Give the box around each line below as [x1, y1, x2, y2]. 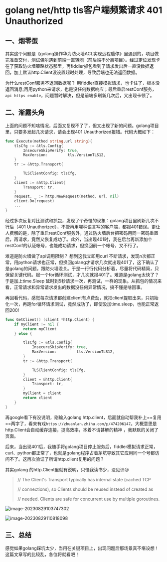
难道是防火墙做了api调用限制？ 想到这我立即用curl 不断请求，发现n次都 [5, 253, 151, 259]
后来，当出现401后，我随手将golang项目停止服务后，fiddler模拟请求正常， [5, 443, 158, 449]
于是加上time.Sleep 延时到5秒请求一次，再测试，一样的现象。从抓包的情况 [5, 278, 158, 284]
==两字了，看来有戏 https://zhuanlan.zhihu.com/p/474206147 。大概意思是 [5, 421, 157, 426]
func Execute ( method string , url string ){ [5, 139, 93, 143]
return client [23, 396, 52, 401]
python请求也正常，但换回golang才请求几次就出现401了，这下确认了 [18, 259, 159, 265]
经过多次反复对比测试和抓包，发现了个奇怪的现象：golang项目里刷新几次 [5, 217, 155, 223]
